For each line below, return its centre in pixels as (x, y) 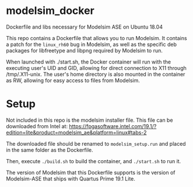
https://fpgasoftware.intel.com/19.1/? (113, 126)
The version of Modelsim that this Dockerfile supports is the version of (91, 172)
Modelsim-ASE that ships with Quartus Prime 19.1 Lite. (71, 178)
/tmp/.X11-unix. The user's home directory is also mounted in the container (96, 74)
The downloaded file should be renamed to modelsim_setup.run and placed (96, 143)
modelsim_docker (50, 11)
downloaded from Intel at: (37, 126)
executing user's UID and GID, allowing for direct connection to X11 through (96, 68)
